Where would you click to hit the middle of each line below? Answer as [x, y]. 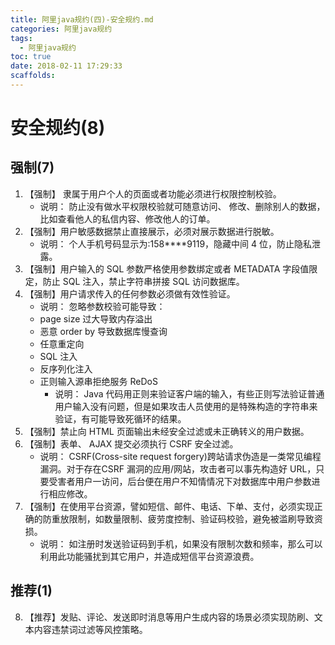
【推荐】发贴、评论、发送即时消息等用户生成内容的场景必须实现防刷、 [169, 617]
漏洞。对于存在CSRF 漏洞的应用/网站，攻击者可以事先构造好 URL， [178, 468]
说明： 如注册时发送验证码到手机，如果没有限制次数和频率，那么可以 [181, 543]
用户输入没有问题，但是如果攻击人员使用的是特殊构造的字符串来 [186, 406]
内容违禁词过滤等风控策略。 [90, 629]
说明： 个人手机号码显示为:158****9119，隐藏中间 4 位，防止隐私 [176, 243]
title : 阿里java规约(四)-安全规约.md [82, 19]
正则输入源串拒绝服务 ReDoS [98, 381]
